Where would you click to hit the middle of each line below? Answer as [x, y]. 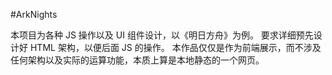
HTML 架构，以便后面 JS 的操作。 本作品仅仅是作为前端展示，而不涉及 [175, 47]
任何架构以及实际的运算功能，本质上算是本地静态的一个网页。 [137, 60]
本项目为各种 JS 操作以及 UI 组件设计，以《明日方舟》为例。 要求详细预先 [162, 35]
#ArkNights [34, 14]
